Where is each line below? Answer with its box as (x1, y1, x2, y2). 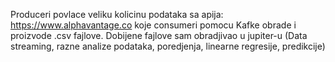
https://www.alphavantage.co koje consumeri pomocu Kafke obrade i (10, 19, 297, 31)
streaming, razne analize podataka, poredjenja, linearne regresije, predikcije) (10, 40, 326, 52)
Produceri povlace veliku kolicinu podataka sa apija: (10, 9, 224, 20)
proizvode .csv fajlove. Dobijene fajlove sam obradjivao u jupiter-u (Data (10, 30, 308, 41)
